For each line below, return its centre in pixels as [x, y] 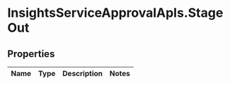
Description [82, 73]
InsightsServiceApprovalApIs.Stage [115, 13]
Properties [31, 54]
